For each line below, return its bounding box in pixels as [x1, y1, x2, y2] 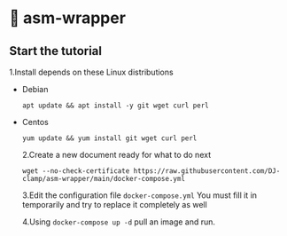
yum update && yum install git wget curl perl [21, 134, 198, 143]
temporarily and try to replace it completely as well [21, 200, 208, 209]
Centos [21, 117, 49, 127]
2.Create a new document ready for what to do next [21, 150, 211, 160]
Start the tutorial [9, 43, 103, 59]
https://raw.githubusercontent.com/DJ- [133, 167, 281, 176]
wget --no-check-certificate [21, 167, 130, 176]
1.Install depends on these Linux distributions [9, 67, 175, 77]
